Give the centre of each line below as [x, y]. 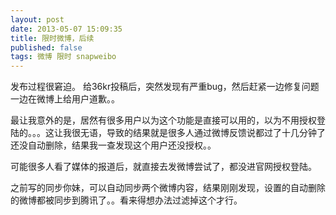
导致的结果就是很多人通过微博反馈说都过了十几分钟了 [216, 133]
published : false [46, 47]
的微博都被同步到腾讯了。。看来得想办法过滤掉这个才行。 [126, 200]
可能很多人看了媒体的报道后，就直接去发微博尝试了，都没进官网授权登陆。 [163, 167]
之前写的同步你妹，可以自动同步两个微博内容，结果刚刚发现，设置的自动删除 [168, 188]
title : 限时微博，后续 [52, 38]
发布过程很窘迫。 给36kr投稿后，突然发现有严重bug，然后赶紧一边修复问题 [165, 87]
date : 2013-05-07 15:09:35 [66, 29]
